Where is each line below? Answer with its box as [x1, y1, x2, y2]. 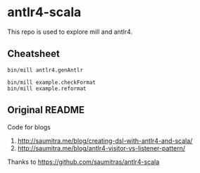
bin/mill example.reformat [7, 85, 87, 92]
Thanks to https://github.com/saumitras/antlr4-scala [7, 158, 160, 166]
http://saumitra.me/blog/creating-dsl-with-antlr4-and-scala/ [17, 136, 193, 145]
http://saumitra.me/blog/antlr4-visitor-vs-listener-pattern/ [17, 143, 185, 152]
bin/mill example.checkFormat [7, 79, 96, 86]
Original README [7, 104, 85, 116]
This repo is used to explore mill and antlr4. [7, 27, 132, 36]
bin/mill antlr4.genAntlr [7, 66, 83, 74]
